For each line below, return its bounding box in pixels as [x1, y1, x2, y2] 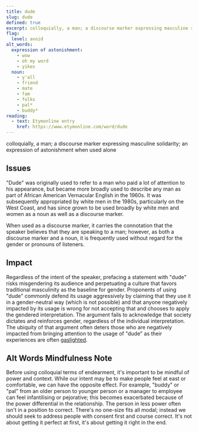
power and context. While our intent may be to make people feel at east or [6, 375, 186, 382]
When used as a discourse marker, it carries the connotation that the [6, 222, 173, 229]
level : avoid [11, 36, 44, 42]
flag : [6, 31, 19, 37]
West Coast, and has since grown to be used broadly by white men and [6, 204, 180, 211]
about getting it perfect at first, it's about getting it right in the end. [6, 419, 167, 426]
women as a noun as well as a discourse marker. [6, 210, 124, 217]
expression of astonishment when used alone [6, 146, 117, 153]
